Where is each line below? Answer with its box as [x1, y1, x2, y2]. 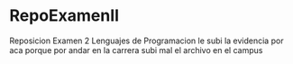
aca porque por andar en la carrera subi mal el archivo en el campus [9, 44, 263, 55]
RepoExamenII [9, 5, 120, 26]
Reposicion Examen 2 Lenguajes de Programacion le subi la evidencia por [9, 35, 284, 46]
